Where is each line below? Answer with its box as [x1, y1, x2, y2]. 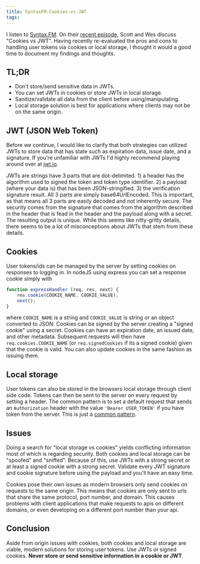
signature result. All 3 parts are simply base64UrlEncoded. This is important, [6, 191, 194, 198]
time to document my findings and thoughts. [6, 50, 115, 57]
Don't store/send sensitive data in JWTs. [14, 83, 115, 90]
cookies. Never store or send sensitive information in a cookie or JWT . [6, 552, 184, 559]
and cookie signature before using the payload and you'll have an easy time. [6, 470, 194, 477]
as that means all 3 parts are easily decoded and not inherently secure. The [6, 198, 192, 205]
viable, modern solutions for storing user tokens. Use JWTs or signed [6, 545, 177, 553]
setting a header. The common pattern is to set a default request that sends [6, 398, 192, 405]
